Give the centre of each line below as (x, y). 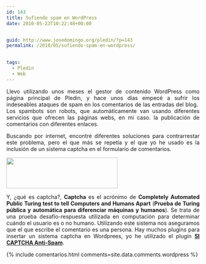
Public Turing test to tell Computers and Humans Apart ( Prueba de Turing (103, 203)
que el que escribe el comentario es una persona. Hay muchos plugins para (103, 229)
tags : (13, 63)
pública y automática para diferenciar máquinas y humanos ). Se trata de (103, 210)
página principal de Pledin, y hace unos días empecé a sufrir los (103, 98)
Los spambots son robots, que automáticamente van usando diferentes (103, 111)
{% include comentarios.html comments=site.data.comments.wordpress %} (102, 254)
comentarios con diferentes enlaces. (53, 124)
